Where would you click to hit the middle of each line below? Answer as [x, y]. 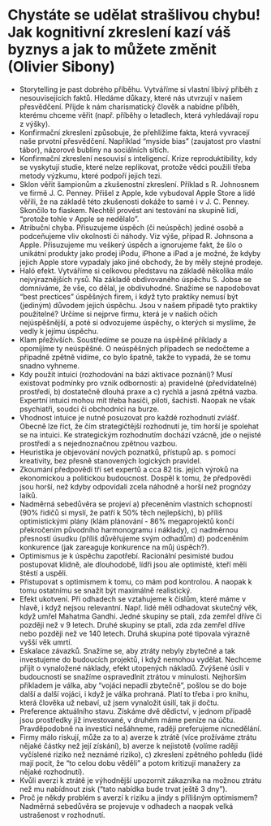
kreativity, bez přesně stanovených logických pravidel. [110, 460]
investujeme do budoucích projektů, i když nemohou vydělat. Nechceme [140, 659]
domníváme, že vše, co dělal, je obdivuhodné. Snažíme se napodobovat [140, 288]
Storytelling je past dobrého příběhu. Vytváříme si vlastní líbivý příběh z [139, 89]
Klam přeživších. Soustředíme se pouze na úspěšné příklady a [123, 340]
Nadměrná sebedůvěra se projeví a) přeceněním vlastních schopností [135, 504]
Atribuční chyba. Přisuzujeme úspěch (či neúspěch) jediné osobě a [131, 227]
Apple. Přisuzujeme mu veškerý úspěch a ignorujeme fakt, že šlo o [131, 245]
